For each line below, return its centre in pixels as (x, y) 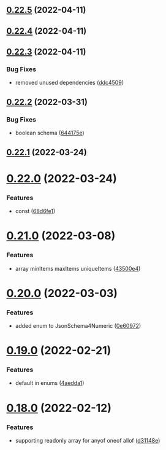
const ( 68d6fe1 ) (35, 211)
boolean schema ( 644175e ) (50, 133)
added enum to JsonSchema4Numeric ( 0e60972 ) (78, 326)
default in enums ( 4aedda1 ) (50, 383)
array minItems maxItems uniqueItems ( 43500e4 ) (78, 268)
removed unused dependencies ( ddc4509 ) (70, 83)
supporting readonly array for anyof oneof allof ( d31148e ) (88, 440)
